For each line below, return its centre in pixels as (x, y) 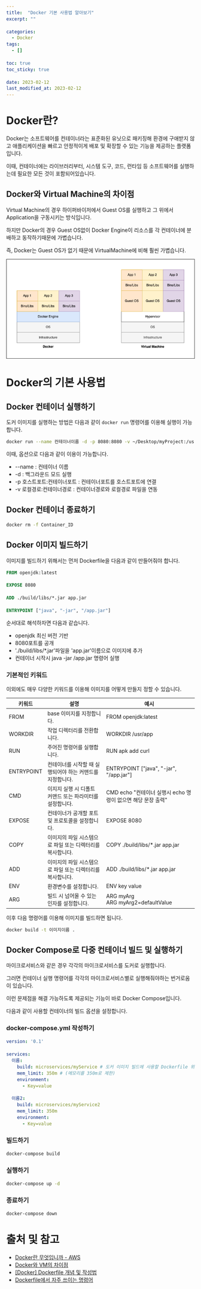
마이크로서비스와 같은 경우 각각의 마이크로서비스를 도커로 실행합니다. (86, 966)
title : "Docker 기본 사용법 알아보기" (50, 13)
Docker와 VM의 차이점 (42, 1265)
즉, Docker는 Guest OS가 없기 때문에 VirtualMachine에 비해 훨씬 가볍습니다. (96, 250)
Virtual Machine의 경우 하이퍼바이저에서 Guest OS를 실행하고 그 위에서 (90, 210)
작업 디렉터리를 (65, 730)
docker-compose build (33, 1154)
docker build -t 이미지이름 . (41, 930)
